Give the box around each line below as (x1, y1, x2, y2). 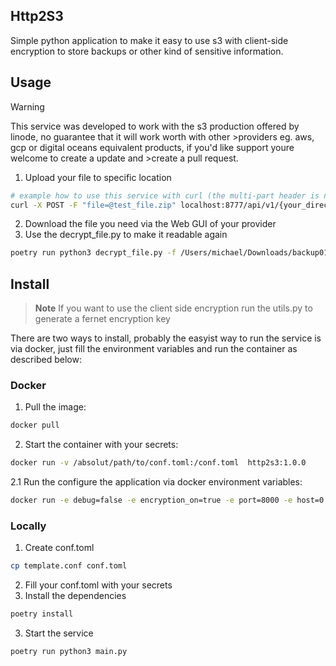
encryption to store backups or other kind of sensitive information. (10, 45, 284, 57)
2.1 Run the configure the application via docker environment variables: (10, 476, 303, 488)
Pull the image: (24, 401, 87, 413)
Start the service (24, 627, 94, 639)
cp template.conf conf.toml (10, 561, 128, 571)
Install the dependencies (24, 590, 127, 602)
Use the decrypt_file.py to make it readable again (24, 229, 228, 241)
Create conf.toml (24, 542, 95, 554)
